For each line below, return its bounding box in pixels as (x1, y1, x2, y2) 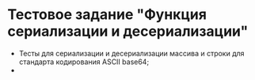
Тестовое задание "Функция (7, 6, 207, 24)
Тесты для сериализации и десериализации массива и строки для (18, 48, 245, 58)
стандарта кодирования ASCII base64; (18, 57, 150, 67)
